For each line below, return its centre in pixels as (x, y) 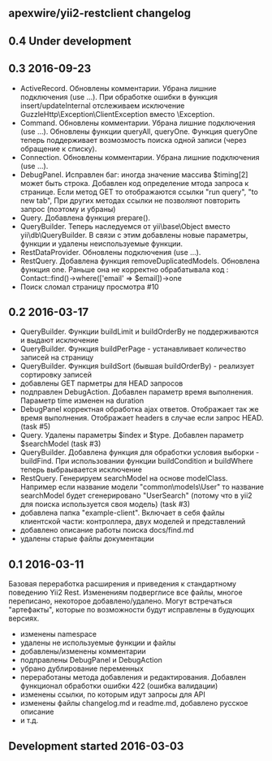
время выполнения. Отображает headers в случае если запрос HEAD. (142, 418)
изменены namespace (58, 634)
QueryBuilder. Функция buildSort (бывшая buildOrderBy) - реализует (137, 366)
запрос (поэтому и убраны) (68, 209)
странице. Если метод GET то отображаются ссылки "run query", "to (139, 192)
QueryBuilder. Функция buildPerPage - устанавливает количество (133, 349)
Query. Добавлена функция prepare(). (85, 218)
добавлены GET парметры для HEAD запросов (101, 383)
